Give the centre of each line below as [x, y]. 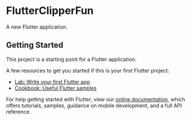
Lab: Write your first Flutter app [52, 82]
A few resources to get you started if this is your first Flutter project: [88, 70]
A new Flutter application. [37, 27]
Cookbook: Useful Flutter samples [55, 88]
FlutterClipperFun [50, 11]
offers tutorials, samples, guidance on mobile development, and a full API [94, 105]
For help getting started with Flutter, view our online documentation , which [96, 99]
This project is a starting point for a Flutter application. [71, 59]
